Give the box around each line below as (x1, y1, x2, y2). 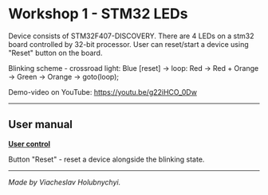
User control (8, 138, 50, 148)
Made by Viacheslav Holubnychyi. (8, 177, 121, 187)
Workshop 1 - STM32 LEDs (8, 5, 188, 23)
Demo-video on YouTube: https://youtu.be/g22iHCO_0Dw (8, 87, 198, 96)
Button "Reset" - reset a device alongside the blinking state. (8, 154, 205, 164)
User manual (8, 118, 73, 131)
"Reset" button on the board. (8, 48, 103, 57)
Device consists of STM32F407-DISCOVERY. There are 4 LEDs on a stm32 (8, 31, 254, 41)
